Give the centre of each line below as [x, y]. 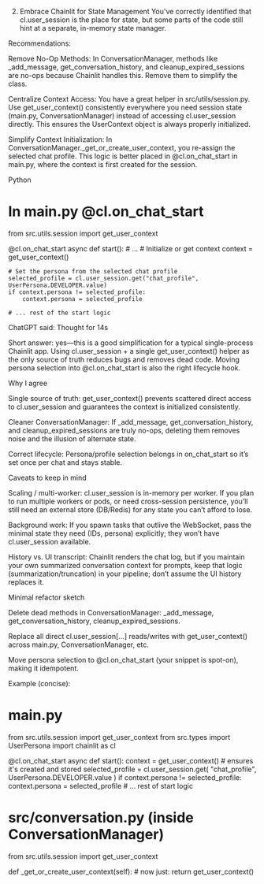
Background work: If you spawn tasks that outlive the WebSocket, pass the [130, 525]
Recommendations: [39, 43]
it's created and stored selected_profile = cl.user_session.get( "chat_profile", [132, 769]
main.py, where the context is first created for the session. [103, 164]
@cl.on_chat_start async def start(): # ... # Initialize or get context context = [131, 248]
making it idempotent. [43, 668]
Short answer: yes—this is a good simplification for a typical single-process [131, 343]
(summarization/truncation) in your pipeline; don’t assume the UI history [125, 574]
